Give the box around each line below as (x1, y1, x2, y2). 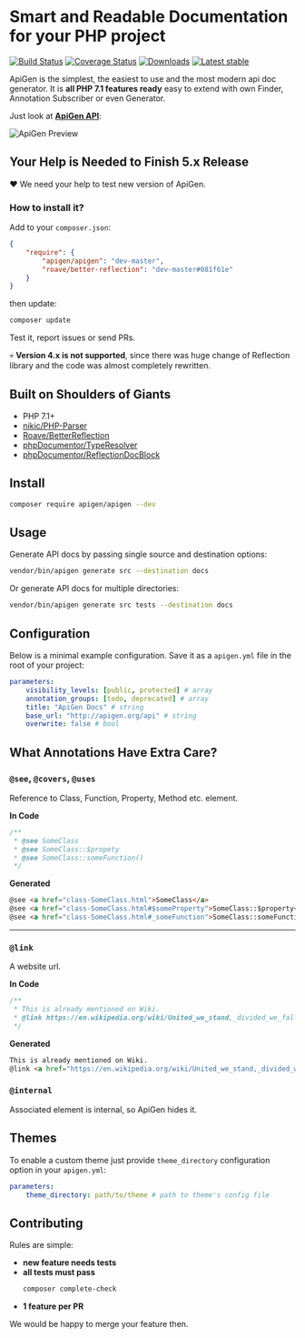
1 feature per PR (22, 1301, 84, 1312)
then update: (9, 298, 57, 309)
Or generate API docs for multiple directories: (9, 583, 180, 594)
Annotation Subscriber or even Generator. (9, 93, 166, 104)
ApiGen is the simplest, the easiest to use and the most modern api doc (9, 73, 277, 84)
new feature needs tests (22, 1257, 117, 1268)
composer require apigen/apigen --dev (9, 499, 156, 508)
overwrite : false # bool (25, 719, 120, 729)
